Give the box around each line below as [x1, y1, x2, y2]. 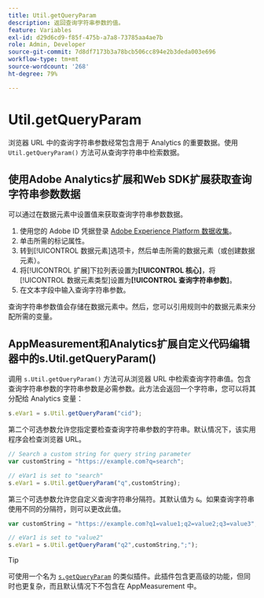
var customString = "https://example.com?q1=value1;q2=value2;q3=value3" [8, 519, 255, 527]
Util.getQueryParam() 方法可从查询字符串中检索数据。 [8, 147, 185, 157]
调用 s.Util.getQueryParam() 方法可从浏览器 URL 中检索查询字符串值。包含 [8, 374, 251, 383]
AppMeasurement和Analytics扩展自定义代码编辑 [8, 337, 250, 350]
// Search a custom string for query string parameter [8, 450, 192, 458]
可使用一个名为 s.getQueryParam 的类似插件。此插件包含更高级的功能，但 [8, 571, 244, 581]
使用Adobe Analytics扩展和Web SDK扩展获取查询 [8, 172, 252, 185]
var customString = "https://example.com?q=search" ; [8, 457, 185, 465]
